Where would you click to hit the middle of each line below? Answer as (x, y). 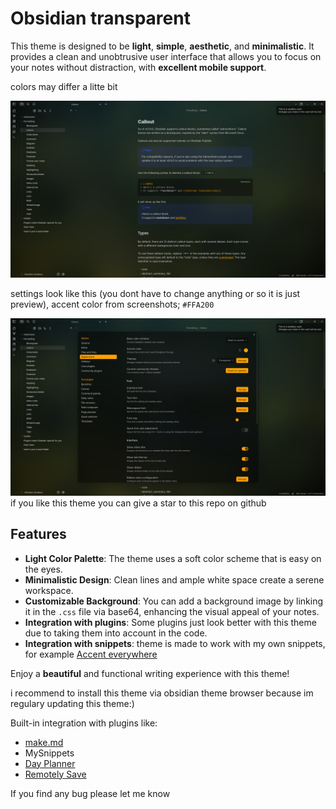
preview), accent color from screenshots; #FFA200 (112, 304)
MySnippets (49, 753)
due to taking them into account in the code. (116, 633)
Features (38, 534)
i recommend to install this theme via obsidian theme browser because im (162, 693)
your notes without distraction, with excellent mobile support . (138, 67)
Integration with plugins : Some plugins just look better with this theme (170, 622)
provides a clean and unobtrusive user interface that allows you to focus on (166, 56)
